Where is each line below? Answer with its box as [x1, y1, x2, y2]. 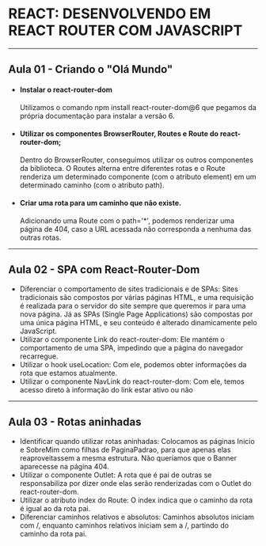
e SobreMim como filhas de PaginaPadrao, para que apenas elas [19, 445, 231, 454]
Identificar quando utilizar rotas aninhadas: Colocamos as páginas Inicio [19, 436, 255, 446]
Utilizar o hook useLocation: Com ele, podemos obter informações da [19, 359, 247, 369]
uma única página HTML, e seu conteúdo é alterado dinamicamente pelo [19, 317, 257, 327]
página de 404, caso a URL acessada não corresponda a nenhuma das [19, 224, 252, 233]
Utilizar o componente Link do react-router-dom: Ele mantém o [19, 334, 226, 344]
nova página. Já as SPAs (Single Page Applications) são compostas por [19, 309, 253, 319]
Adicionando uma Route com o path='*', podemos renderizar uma [19, 215, 235, 226]
